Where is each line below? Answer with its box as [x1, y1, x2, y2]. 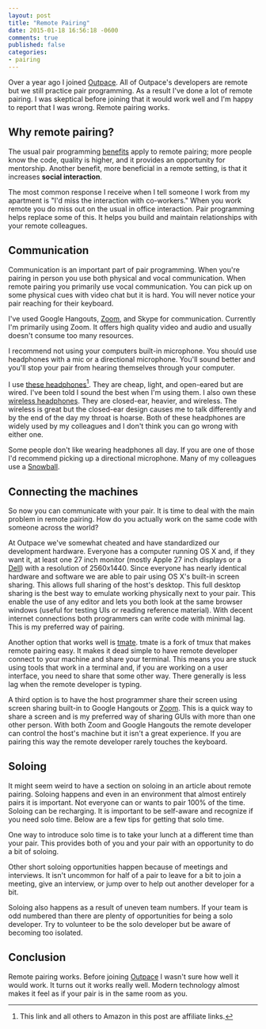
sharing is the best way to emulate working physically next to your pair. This [8, 588, 256, 598]
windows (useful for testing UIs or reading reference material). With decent [8, 605, 253, 614]
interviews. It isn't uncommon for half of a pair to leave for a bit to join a [8, 870, 241, 879]
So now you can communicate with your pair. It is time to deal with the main [8, 506, 255, 515]
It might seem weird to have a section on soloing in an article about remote [8, 780, 252, 790]
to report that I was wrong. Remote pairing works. [8, 102, 170, 112]
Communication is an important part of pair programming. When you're [8, 264, 240, 274]
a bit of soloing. [8, 846, 59, 856]
